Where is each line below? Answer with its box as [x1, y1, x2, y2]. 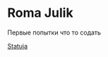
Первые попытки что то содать [7, 28, 101, 37]
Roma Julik [7, 5, 73, 21]
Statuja [7, 42, 28, 50]
